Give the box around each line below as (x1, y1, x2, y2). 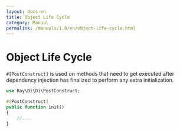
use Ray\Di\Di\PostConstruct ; (6, 88, 81, 94)
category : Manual (6, 20, 49, 25)
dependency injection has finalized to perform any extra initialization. (6, 76, 174, 83)
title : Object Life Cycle (6, 14, 70, 20)
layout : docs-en (6, 8, 46, 15)
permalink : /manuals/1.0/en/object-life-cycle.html (6, 25, 136, 31)
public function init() (6, 104, 65, 110)
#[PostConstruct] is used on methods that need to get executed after (6, 70, 175, 78)
